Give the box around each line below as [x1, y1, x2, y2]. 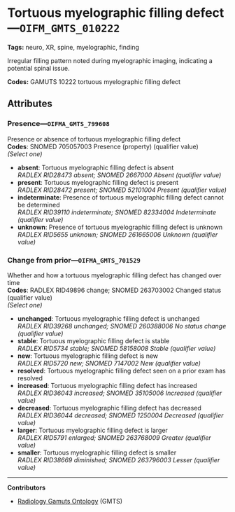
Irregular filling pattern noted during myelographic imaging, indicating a [7, 56, 213, 64]
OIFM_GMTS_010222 [20, 22, 120, 36]
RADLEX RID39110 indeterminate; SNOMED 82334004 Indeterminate [17, 208, 217, 216]
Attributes [7, 98, 52, 110]
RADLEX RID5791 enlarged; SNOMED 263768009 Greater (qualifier [17, 433, 211, 442]
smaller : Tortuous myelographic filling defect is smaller [17, 448, 177, 457]
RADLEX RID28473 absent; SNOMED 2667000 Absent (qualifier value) [17, 170, 222, 179]
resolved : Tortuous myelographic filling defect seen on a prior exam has [17, 366, 226, 375]
